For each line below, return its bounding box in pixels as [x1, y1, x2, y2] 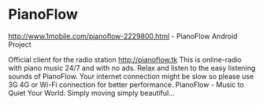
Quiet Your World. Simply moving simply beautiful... [8, 88, 175, 97]
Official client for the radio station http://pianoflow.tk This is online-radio [8, 55, 243, 64]
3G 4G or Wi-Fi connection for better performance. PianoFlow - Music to [8, 80, 244, 89]
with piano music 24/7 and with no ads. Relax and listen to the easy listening [8, 63, 256, 72]
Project [8, 39, 31, 49]
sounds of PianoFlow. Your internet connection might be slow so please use [8, 71, 254, 81]
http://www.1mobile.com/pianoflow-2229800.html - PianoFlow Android [8, 31, 238, 41]
